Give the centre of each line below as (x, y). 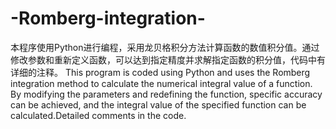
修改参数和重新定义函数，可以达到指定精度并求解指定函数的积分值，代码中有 (168, 59)
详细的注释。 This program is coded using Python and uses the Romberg (160, 72)
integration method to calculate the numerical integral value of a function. (161, 83)
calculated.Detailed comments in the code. (98, 115)
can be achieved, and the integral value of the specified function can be (158, 104)
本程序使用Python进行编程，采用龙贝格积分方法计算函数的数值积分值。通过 (165, 47)
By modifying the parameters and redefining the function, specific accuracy (166, 94)
